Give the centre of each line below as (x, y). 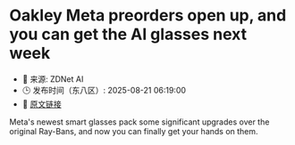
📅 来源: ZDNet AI (53, 79)
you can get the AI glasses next (128, 34)
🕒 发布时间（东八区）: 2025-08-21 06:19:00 (104, 90)
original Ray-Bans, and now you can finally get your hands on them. (134, 131)
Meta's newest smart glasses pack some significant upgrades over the (139, 122)
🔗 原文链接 (42, 104)
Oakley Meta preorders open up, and (148, 16)
